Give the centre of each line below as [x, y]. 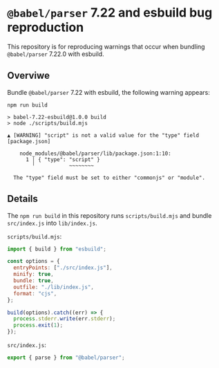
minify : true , [34, 275]
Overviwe [29, 76]
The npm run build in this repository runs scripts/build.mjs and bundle [109, 215]
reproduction [46, 27]
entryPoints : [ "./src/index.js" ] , [63, 268]
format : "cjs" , [35, 293]
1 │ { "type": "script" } [63, 159]
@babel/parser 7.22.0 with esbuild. [56, 54]
